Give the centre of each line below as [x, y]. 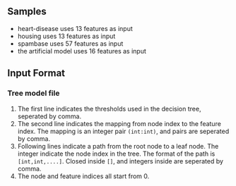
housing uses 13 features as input [66, 36]
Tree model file [34, 93]
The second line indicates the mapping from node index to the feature [119, 123]
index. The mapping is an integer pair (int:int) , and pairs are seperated [123, 131]
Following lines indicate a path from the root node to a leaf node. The [118, 146]
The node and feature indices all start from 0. [83, 176]
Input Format [36, 73]
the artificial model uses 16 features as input [82, 51]
